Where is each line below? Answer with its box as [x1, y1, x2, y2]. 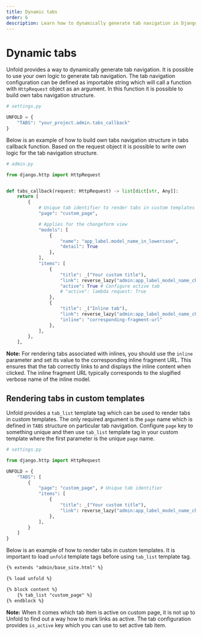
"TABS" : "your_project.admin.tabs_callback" [17, 120, 130, 126]
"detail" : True [60, 244, 98, 250]
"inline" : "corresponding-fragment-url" [60, 316, 163, 323]
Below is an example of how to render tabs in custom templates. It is [6, 547, 176, 554]
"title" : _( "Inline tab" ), [60, 305, 128, 311]
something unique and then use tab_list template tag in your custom [6, 429, 179, 435]
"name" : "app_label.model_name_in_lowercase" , [60, 238, 179, 244]
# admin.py [6, 161, 34, 167]
